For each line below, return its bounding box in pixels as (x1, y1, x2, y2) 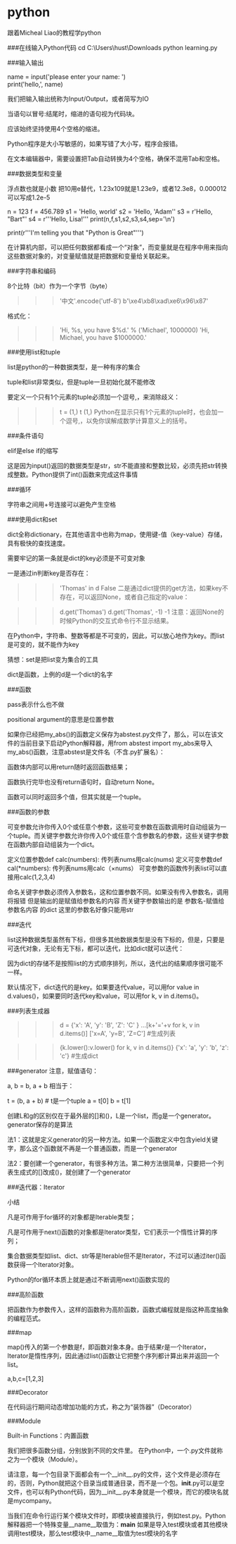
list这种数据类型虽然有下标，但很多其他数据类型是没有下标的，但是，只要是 (7, 935, 225, 944)
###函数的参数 (7, 808, 51, 816)
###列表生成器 (7, 1006, 51, 1015)
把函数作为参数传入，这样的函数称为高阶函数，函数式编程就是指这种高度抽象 (7, 1305, 229, 1314)
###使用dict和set (7, 515, 58, 524)
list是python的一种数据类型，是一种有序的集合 (7, 362, 140, 371)
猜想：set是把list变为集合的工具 (7, 655, 98, 663)
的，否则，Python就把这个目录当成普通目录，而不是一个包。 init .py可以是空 (7, 1478, 225, 1487)
